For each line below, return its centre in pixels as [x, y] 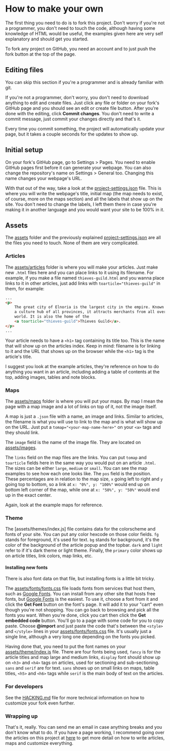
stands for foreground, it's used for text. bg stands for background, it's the [82, 540]
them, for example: [25, 288]
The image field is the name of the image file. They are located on [73, 442]
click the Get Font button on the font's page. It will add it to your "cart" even [84, 604]
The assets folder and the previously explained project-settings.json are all [83, 238]
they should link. [22, 432]
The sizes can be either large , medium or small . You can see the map [76, 468]
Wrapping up [22, 716]
